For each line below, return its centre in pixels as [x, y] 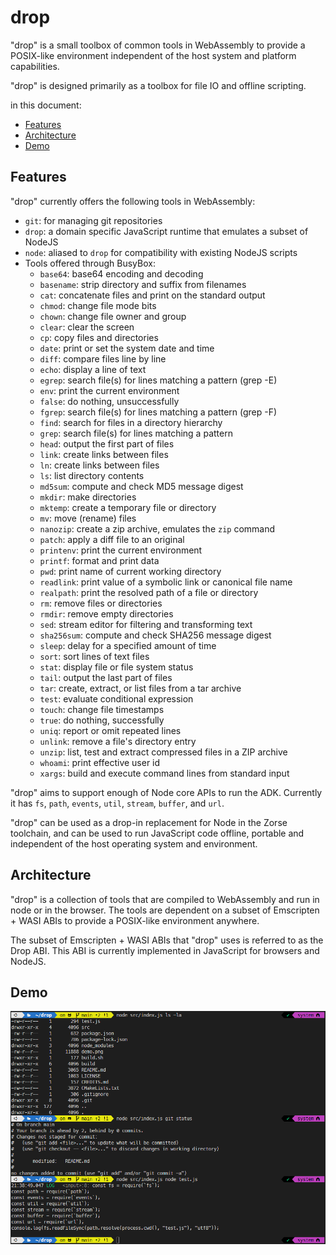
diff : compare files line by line [103, 358]
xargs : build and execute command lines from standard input [164, 773]
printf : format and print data [99, 560]
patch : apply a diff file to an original [112, 539]
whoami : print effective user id [100, 762]
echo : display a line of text [93, 369]
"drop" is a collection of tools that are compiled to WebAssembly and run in [165, 899]
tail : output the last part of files [106, 677]
